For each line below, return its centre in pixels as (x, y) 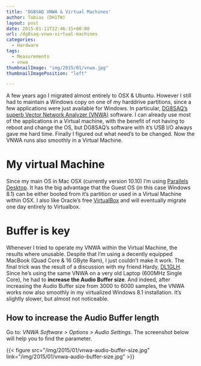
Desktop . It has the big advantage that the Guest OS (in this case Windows (98, 188)
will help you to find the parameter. (49, 338)
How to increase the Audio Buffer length (83, 318)
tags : (13, 51)
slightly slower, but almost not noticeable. (58, 299)
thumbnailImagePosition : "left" (46, 73)
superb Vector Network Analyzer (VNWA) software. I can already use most (98, 115)
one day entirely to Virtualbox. (43, 207)
